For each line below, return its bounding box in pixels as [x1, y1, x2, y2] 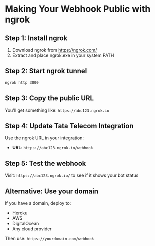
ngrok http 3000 [5, 80, 39, 85]
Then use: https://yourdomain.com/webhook [5, 235, 94, 241]
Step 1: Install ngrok [5, 34, 68, 42]
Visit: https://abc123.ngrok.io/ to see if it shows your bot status [5, 172, 139, 178]
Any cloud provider [12, 226, 52, 232]
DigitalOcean [12, 220, 39, 226]
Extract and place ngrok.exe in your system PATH [12, 52, 114, 58]
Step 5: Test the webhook [5, 159, 86, 168]
